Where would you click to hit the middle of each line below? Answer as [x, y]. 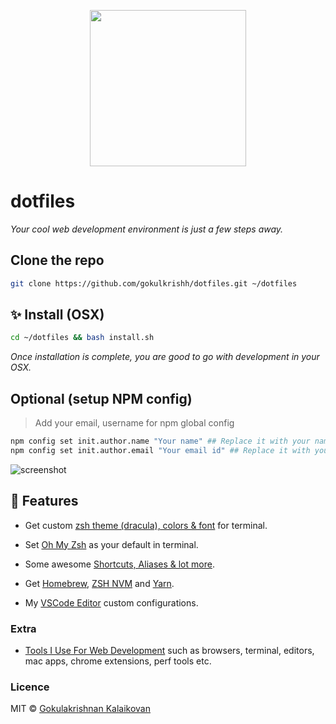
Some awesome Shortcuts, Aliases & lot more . [119, 564]
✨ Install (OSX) [57, 315]
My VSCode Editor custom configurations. [111, 602]
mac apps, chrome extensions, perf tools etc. [118, 661]
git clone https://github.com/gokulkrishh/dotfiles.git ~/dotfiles [154, 283]
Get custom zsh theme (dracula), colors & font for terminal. [146, 525]
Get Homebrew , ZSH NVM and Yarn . [99, 583]
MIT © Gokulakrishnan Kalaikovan [81, 709]
